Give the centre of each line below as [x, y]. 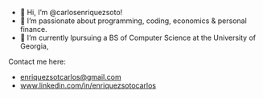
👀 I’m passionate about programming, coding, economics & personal [133, 21]
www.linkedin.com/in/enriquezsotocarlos [88, 85]
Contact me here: [37, 61]
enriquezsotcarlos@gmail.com [71, 77]
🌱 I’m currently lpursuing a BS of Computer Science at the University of [138, 37]
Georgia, [34, 46]
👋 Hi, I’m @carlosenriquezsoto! [71, 12]
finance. [33, 29]
